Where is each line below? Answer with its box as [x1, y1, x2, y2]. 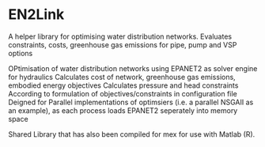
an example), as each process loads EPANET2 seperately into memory [8, 105, 238, 115]
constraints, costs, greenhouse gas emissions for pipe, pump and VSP [8, 40, 237, 49]
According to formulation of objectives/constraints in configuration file [8, 89, 237, 98]
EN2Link [8, 6, 65, 24]
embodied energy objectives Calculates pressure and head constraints [8, 81, 239, 90]
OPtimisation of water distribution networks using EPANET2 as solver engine [8, 63, 258, 73]
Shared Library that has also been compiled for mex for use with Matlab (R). [8, 129, 256, 139]
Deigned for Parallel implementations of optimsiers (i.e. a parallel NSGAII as [8, 97, 254, 107]
